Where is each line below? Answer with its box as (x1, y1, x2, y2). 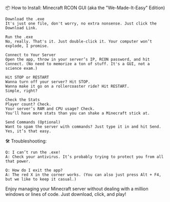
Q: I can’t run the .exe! (5, 150, 60, 155)
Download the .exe (5, 16, 45, 22)
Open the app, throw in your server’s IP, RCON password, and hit (5, 57, 150, 62)
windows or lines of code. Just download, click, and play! (5, 191, 126, 197)
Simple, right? (5, 88, 38, 93)
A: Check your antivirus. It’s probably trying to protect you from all (5, 154, 164, 159)
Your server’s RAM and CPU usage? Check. (5, 106, 95, 111)
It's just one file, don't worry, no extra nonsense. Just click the (5, 21, 157, 26)
